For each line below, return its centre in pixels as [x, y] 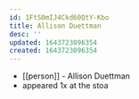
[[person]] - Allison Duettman [76, 76]
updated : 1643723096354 [53, 42]
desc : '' [25, 34]
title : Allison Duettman [55, 26]
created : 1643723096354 [53, 51]
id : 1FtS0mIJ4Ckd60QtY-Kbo [59, 17]
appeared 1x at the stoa [65, 86]
